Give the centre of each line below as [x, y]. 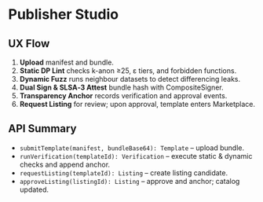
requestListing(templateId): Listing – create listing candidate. [124, 173]
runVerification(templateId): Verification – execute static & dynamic [136, 156]
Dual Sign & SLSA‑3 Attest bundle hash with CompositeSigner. [121, 87]
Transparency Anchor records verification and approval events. [123, 95]
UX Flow [29, 44]
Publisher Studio [64, 15]
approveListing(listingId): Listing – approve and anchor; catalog [130, 181]
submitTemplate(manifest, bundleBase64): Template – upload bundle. [132, 148]
